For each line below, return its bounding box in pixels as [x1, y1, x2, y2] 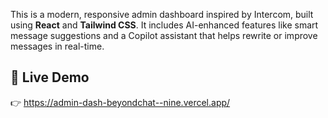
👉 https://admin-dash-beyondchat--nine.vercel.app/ [10, 96, 231, 108]
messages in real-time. [10, 40, 105, 52]
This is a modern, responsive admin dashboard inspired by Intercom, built [10, 9, 314, 20]
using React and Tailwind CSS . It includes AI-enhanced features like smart [10, 19, 319, 31]
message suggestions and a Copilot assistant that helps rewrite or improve [10, 30, 318, 41]
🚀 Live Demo [10, 69, 90, 86]
